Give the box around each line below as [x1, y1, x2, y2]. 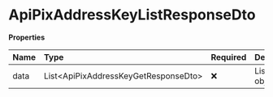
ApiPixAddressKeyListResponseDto [8, 6, 256, 24]
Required [210, 51, 247, 62]
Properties [8, 32, 45, 42]
